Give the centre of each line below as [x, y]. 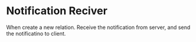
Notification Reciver [57, 11]
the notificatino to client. [36, 33]
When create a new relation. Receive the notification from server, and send [98, 27]
